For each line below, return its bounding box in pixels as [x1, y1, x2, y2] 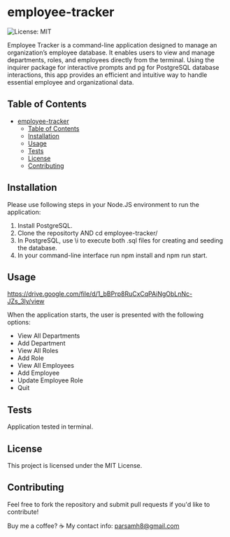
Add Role [17, 354, 44, 362]
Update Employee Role [17, 376, 84, 385]
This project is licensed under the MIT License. [7, 461, 143, 469]
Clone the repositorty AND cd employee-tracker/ [17, 229, 158, 237]
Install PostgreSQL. [17, 221, 73, 229]
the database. [17, 243, 57, 252]
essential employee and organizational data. [7, 78, 134, 86]
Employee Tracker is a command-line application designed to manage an [7, 41, 217, 49]
